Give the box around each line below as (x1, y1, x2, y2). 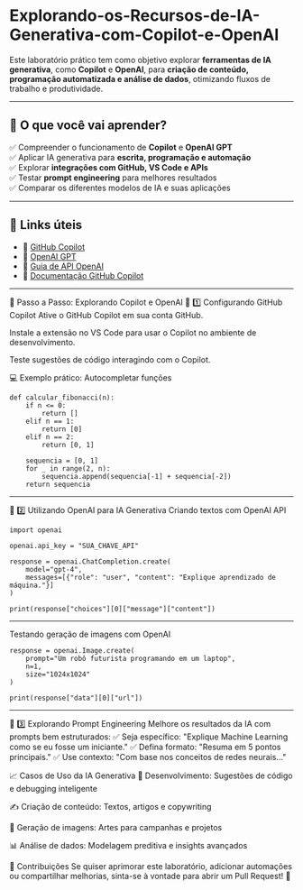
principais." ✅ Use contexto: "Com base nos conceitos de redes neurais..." (9, 751, 287, 762)
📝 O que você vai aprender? (9, 118, 167, 133)
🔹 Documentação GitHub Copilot (22, 270, 144, 280)
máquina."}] (9, 581, 54, 590)
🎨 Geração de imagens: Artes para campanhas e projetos (9, 821, 223, 832)
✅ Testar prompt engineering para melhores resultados (9, 172, 217, 183)
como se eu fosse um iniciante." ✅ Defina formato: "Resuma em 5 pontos (9, 741, 281, 752)
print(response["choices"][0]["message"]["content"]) (9, 604, 216, 613)
